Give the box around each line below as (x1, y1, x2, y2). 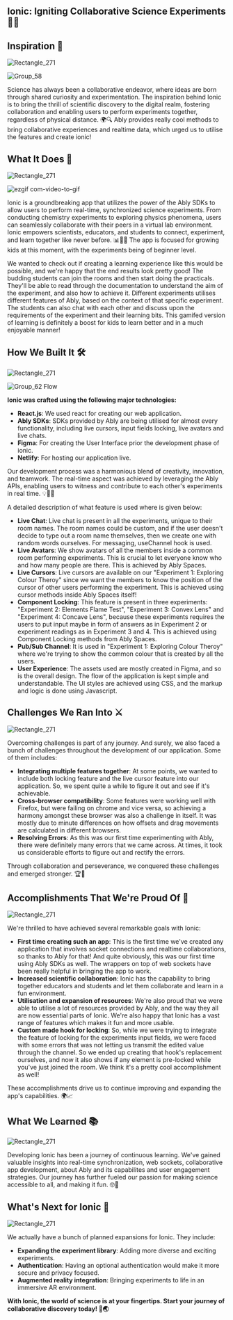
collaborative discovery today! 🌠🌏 (7, 1305, 109, 1313)
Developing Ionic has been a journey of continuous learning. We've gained (7, 1151, 220, 1159)
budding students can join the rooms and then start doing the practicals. (7, 274, 214, 282)
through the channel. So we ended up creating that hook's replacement (17, 1048, 223, 1056)
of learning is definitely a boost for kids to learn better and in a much (7, 319, 204, 327)
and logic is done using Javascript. (17, 686, 118, 695)
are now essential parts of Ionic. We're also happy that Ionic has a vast (17, 1011, 220, 1020)
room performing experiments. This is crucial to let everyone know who (17, 553, 223, 562)
